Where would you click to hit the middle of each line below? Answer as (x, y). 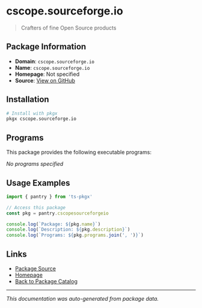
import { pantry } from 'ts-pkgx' (50, 196)
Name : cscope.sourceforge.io (52, 68)
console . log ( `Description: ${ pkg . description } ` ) (68, 230)
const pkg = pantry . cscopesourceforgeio (58, 213)
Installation (28, 100)
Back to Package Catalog (46, 281)
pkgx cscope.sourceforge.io (41, 119)
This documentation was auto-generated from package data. (83, 299)
